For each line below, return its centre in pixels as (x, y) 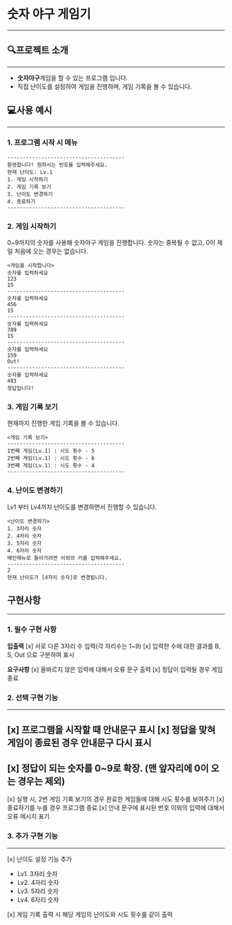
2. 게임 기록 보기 (29, 187)
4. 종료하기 (21, 201)
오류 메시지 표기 (29, 816)
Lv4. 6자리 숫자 (38, 899)
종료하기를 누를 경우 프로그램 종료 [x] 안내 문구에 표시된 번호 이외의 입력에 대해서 (116, 808)
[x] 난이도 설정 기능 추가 (40, 859)
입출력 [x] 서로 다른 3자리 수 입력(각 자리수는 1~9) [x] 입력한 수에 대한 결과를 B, (114, 646)
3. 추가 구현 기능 (33, 836)
